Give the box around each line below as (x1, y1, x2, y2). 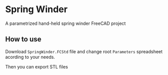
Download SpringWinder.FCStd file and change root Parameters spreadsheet (5, 48, 163, 54)
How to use (5, 35, 41, 44)
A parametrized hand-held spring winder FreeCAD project (5, 20, 126, 26)
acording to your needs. (5, 54, 55, 60)
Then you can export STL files (5, 63, 68, 69)
